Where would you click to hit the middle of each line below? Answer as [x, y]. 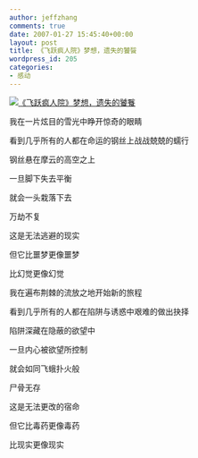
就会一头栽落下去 [41, 197]
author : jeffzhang [43, 17]
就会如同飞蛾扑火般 [45, 369]
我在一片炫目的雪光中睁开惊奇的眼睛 [76, 121]
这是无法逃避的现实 [45, 235]
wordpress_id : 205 [43, 59]
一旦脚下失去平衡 [41, 178]
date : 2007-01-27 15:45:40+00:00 [71, 34]
